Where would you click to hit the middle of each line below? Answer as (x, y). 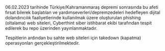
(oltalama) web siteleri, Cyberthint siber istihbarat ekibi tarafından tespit (79, 23)
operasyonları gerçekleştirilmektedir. (42, 43)
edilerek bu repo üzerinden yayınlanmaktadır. (51, 28)
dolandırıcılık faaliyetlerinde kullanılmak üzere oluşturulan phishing (73, 18)
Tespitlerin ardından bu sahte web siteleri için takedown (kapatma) (73, 38)
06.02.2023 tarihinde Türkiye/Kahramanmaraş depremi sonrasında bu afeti (82, 7)
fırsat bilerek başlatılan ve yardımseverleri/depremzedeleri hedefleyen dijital (83, 12)
